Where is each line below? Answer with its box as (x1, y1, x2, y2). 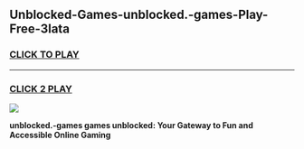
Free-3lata (9, 22, 71, 37)
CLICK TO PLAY (9, 49, 80, 61)
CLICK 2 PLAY (9, 82, 72, 95)
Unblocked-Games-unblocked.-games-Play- (9, 7, 269, 23)
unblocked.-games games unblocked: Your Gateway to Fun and (9, 119, 253, 130)
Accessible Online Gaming (9, 129, 111, 140)
